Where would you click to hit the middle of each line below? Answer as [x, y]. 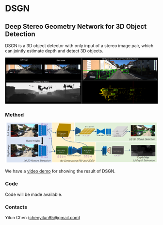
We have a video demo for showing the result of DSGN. [60, 171]
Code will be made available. [34, 194]
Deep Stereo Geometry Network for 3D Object [76, 26]
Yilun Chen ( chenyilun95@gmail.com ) [43, 217]
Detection [20, 34]
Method [15, 115]
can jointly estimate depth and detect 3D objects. [54, 51]
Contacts [16, 207]
